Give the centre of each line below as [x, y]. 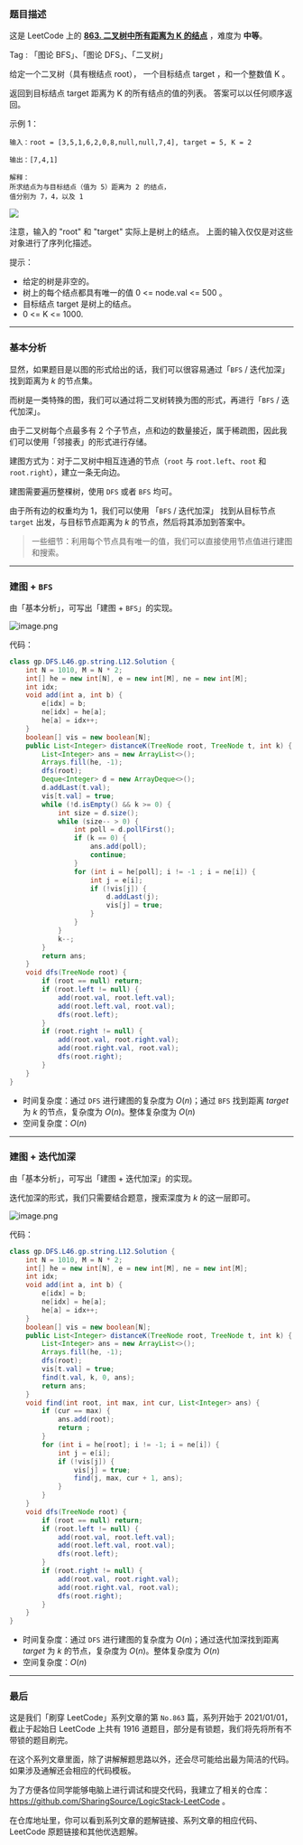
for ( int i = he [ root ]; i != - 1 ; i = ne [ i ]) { [131, 1445]
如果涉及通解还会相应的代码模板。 [73, 1771]
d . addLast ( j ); [133, 897]
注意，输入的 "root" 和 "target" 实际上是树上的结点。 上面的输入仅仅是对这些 [151, 231]
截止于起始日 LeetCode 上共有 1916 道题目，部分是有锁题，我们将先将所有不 [151, 1729]
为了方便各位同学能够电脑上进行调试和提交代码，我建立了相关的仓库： [140, 1790]
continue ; [108, 855]
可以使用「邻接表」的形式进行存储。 [84, 441]
